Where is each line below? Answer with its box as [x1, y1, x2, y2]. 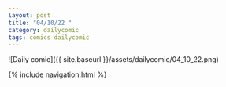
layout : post [8, 11, 51, 20]
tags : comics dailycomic [8, 33, 90, 42]
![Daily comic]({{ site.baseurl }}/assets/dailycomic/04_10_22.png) [8, 55, 219, 64]
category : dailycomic [8, 26, 80, 34]
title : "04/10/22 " [8, 19, 72, 27]
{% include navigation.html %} [8, 70, 108, 79]
